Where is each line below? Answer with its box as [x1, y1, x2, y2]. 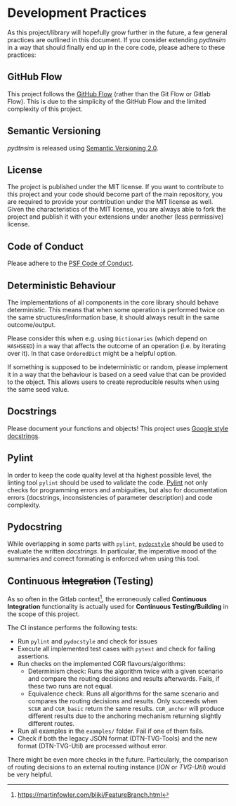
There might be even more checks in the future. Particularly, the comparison [7, 755, 228, 764]
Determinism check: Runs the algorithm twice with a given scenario [27, 667, 223, 675]
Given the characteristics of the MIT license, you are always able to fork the [7, 205, 226, 214]
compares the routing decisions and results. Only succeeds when [27, 696, 218, 705]
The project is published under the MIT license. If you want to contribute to [7, 183, 224, 191]
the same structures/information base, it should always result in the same [7, 313, 220, 321]
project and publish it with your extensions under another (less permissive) [7, 212, 224, 221]
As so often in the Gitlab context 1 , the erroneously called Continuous [7, 594, 207, 603]
